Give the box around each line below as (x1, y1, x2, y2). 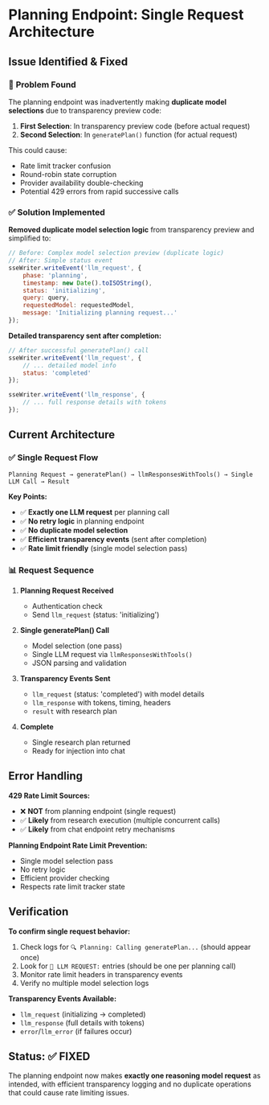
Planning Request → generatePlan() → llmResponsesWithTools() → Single (8, 470, 253, 479)
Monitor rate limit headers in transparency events (19, 969, 183, 979)
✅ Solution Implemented (8, 207, 106, 218)
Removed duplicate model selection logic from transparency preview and (8, 225, 255, 235)
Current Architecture (8, 428, 116, 442)
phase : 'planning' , (22, 271, 88, 279)
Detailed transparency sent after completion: (8, 331, 162, 340)
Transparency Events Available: (8, 993, 117, 1003)
